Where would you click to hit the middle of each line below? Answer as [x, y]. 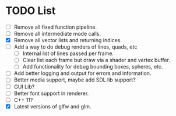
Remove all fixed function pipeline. [55, 27]
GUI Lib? [24, 87]
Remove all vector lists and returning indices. [68, 40]
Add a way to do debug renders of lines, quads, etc [75, 47]
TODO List [31, 11]
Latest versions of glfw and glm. [52, 106]
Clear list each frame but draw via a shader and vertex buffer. [96, 60]
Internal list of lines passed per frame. [68, 53]
